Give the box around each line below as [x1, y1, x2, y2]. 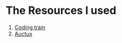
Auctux [14, 30, 33, 37]
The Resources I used [5, 4, 117, 18]
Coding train [14, 24, 46, 31]
